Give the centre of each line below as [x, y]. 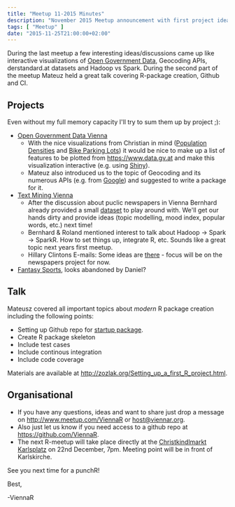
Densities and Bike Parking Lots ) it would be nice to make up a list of [126, 151]
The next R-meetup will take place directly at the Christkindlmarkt [112, 442]
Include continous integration [59, 352]
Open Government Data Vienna [62, 136]
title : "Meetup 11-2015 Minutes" [56, 14]
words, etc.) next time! [60, 225]
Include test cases [44, 344]
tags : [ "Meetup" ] [36, 27]
